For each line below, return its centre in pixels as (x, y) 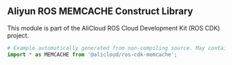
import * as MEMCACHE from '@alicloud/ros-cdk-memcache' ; (92, 55)
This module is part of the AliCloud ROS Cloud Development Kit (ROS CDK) (114, 28)
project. (18, 35)
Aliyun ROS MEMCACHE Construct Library (100, 11)
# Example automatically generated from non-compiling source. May (106, 48)
